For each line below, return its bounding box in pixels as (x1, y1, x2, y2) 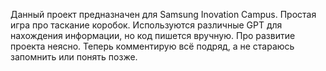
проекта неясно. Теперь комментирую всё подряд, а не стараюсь (10, 40, 295, 52)
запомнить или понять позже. (10, 51, 138, 63)
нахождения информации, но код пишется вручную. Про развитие (10, 30, 296, 41)
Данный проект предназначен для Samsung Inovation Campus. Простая (10, 9, 317, 20)
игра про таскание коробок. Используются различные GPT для (10, 19, 283, 31)
